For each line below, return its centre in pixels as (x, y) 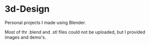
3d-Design (27, 9)
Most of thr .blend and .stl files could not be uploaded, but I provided (75, 32)
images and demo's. (26, 37)
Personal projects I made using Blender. (45, 22)
